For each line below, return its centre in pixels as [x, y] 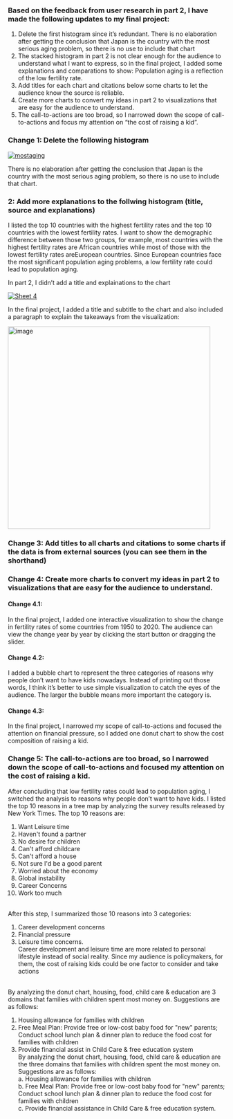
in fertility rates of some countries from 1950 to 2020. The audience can [110, 627]
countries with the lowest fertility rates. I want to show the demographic [110, 232]
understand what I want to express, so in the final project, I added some [120, 64]
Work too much [40, 893]
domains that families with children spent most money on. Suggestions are [114, 999]
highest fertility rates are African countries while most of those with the [109, 247]
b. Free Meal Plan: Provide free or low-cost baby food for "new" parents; [121, 1086]
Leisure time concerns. [50, 941]
